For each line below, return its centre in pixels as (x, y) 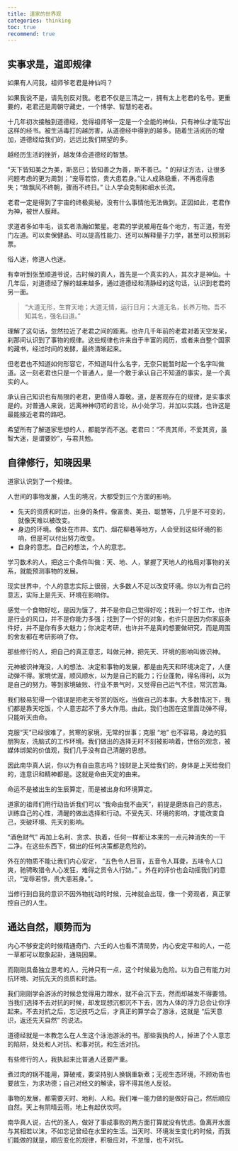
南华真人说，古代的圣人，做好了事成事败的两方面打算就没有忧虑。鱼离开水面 (119, 1122)
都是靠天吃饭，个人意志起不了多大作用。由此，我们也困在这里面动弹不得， (122, 708)
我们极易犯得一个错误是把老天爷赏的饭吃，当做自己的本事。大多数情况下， (116, 699)
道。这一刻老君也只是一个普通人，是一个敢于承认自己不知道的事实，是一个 (116, 373)
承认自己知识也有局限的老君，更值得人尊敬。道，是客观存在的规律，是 (110, 397)
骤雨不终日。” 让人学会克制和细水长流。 (123, 187)
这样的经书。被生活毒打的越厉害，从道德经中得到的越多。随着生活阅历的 (113, 131)
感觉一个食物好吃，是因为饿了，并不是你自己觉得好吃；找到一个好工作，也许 (119, 610)
